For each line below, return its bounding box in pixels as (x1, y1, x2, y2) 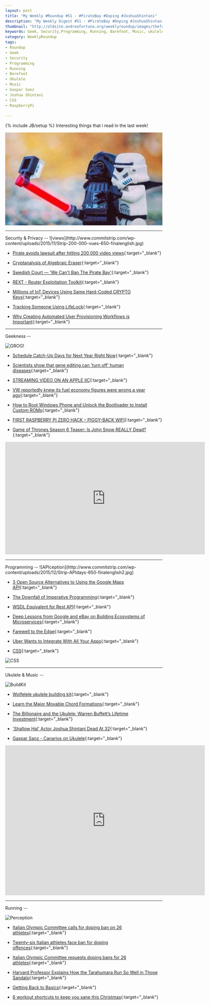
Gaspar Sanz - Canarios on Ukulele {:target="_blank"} (12, 735, 123, 741)
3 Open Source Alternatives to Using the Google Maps (12, 579, 124, 585)
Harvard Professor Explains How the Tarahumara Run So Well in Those (12, 969, 158, 975)
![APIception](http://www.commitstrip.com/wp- (39, 564, 137, 570)
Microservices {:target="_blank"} (12, 618, 79, 624)
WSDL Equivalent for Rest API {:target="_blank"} (12, 603, 111, 609)
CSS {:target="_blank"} (12, 647, 59, 653)
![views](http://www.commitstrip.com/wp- (49, 235, 136, 241)
